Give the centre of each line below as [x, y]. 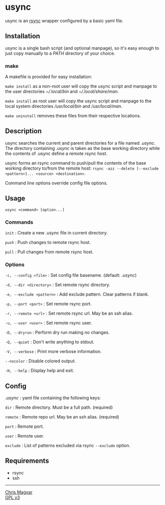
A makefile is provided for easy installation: [49, 77]
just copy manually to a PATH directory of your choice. [60, 53]
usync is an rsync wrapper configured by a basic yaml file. [64, 21]
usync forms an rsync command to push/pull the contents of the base [76, 163]
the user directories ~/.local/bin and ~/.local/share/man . [62, 91]
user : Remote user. [25, 436]
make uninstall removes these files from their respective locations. [73, 116]
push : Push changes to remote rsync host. [48, 242]
